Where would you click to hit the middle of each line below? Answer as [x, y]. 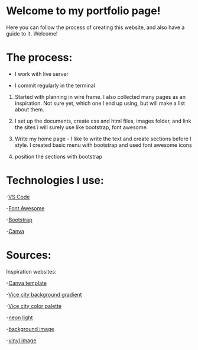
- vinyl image [21, 340]
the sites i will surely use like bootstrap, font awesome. [81, 127]
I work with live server [42, 74]
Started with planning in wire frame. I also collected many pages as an [100, 97]
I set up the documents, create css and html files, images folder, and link [103, 121]
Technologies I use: [55, 180]
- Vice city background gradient [44, 294]
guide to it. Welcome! [32, 33]
